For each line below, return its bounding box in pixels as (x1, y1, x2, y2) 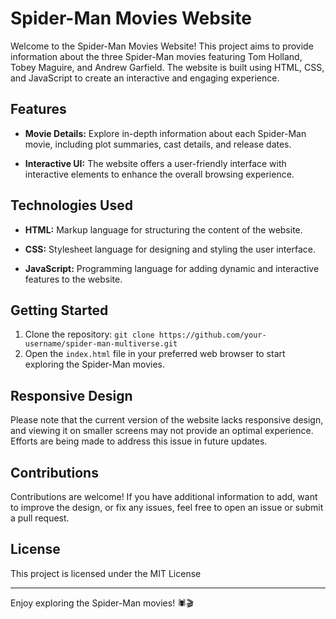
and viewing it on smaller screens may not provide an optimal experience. (10, 425, 314, 437)
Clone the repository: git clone (24, 328, 155, 341)
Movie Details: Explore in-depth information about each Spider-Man (24, 127, 307, 139)
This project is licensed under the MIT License (10, 567, 202, 579)
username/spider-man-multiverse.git (24, 339, 178, 349)
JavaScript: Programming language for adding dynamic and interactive (24, 262, 320, 274)
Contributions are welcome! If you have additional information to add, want (10, 491, 318, 502)
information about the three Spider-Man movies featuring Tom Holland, (10, 50, 303, 62)
